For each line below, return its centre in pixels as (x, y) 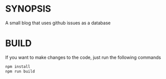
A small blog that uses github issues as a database (58, 23)
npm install (18, 66)
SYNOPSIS (28, 9)
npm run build (20, 71)
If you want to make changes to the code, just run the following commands (83, 57)
